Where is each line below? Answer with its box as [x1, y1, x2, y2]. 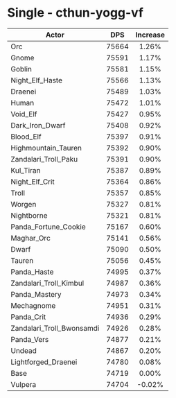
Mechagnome [10, 300, 56, 310]
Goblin [10, 64, 33, 73]
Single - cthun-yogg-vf [7, 5, 144, 21]
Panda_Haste [10, 267, 54, 277]
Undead [10, 345, 37, 355]
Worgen [10, 199, 37, 209]
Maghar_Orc [10, 233, 51, 243]
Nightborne [10, 210, 48, 220]
